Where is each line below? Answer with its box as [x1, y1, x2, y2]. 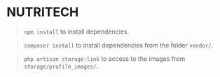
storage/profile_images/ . [23, 62, 99, 70]
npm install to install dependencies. [23, 27, 130, 36]
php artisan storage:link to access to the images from [23, 54, 186, 63]
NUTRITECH [6, 4, 79, 20]
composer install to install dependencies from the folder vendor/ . [23, 41, 214, 49]
